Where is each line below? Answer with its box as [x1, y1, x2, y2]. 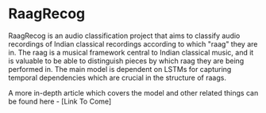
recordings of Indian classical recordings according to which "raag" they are [8, 39, 258, 48]
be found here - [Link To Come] [8, 96, 112, 106]
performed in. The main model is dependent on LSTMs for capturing [8, 64, 232, 73]
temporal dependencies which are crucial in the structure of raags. [8, 73, 226, 82]
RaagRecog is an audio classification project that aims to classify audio [8, 31, 241, 40]
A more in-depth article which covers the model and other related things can [8, 88, 259, 97]
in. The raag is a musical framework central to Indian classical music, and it [8, 47, 254, 57]
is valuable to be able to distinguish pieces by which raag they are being [8, 56, 245, 66]
